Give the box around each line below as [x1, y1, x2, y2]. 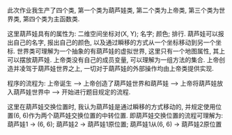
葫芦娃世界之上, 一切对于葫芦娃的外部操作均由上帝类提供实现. [37, 65, 215, 72]
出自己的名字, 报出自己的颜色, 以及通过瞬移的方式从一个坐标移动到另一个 [7, 38, 216, 47]
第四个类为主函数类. [22, 15, 80, 23]
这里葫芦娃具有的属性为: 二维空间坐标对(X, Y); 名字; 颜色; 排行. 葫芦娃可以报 [7, 30, 224, 38]
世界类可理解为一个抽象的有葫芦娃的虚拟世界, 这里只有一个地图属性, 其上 [16, 47, 225, 55]
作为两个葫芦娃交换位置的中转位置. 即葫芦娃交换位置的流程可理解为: [29, 111, 224, 120]
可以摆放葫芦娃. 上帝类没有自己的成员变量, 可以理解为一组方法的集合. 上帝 [7, 56, 219, 64]
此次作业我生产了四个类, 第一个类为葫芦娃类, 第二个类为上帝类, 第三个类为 [7, 6, 219, 14]
